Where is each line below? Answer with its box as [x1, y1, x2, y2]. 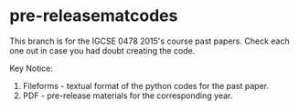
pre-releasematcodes [9, 5, 178, 26]
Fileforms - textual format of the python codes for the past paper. [22, 80, 270, 91]
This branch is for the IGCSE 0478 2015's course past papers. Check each [9, 35, 290, 46]
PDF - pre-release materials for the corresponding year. [22, 90, 233, 101]
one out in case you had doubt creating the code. [9, 45, 196, 55]
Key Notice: [9, 63, 53, 74]
